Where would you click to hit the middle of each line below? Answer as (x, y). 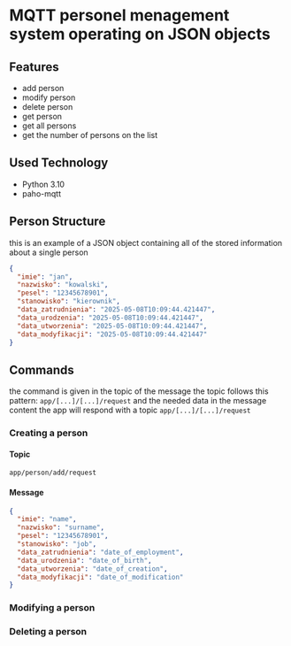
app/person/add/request (53, 473)
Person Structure (57, 222)
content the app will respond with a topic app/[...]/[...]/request (130, 410)
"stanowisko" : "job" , (57, 544)
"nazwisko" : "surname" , (61, 527)
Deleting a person (48, 632)
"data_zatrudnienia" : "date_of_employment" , (100, 552)
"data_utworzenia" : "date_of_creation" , (92, 569)
